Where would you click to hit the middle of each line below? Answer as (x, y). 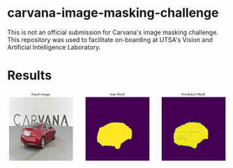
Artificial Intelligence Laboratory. (54, 47)
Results (30, 76)
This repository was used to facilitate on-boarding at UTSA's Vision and (110, 39)
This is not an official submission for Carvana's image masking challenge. (113, 32)
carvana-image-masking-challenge (113, 13)
